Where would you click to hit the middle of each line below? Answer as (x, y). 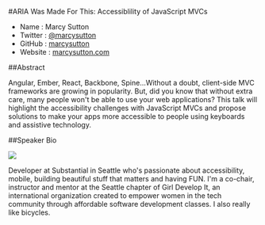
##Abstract (27, 67)
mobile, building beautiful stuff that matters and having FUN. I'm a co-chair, (132, 179)
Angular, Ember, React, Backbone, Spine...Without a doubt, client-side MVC (132, 83)
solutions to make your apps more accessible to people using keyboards (127, 116)
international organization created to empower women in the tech (115, 196)
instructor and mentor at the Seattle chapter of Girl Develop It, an (114, 187)
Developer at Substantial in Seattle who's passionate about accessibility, (127, 170)
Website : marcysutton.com (64, 52)
